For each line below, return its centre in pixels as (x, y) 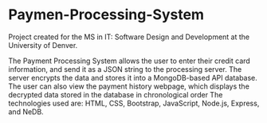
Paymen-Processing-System (106, 15)
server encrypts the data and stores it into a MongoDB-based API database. (133, 77)
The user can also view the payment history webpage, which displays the (129, 86)
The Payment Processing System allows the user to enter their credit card (130, 61)
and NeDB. (26, 111)
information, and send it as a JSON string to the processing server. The (125, 69)
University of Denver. (43, 45)
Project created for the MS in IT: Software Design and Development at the (129, 37)
